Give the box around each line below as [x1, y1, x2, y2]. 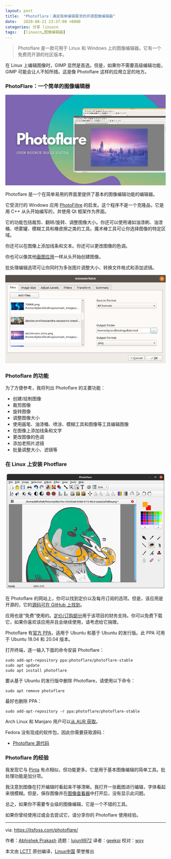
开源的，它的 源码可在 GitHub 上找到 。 [5, 601, 85, 607]
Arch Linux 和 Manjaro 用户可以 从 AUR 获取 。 [5, 718, 101, 724]
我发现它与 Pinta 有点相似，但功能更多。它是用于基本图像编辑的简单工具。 [5, 767, 161, 773]
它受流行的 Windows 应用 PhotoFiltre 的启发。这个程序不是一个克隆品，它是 [5, 202, 164, 208]
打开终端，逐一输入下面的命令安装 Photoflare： [5, 647, 104, 653]
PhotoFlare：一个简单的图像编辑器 [5, 83, 91, 90]
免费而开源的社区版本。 [17, 52, 67, 58]
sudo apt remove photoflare [5, 688, 65, 694]
